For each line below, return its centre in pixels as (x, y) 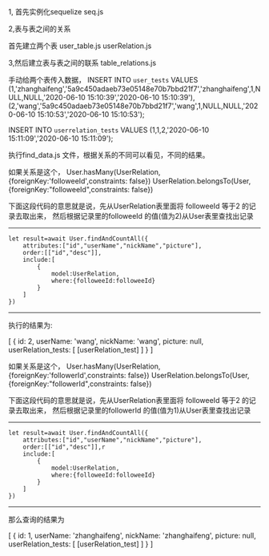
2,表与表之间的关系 (40, 29)
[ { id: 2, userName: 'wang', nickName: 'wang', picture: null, (106, 341)
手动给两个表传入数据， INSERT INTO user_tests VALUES (103, 80)
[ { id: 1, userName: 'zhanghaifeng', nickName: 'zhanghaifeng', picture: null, (132, 536)
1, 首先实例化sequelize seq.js (56, 12)
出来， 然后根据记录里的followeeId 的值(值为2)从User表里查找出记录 (141, 216)
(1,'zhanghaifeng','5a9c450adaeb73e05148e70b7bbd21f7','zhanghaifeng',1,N (134, 89)
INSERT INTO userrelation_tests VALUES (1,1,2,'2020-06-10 (109, 130)
